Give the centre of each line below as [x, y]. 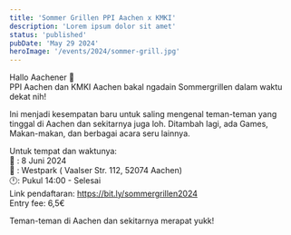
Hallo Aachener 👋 [42, 77]
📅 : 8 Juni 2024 [38, 161]
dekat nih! [28, 97]
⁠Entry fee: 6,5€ [37, 203]
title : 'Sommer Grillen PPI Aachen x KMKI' [93, 18]
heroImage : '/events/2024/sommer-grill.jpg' [95, 52]
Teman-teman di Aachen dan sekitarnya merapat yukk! [112, 221]
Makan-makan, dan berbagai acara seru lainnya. [100, 133]
